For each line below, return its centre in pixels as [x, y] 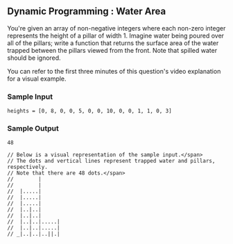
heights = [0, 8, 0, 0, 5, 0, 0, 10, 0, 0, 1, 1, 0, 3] [89, 111]
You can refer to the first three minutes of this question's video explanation [114, 71]
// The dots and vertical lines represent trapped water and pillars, [111, 161]
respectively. [28, 167]
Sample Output [33, 129]
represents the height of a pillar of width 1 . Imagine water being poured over [115, 35]
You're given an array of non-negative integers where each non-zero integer [116, 28]
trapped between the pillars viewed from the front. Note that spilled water [112, 50]
